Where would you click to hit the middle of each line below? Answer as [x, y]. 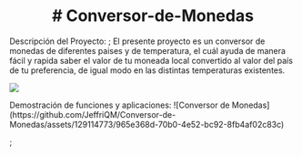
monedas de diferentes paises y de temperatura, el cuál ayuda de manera [148, 50]
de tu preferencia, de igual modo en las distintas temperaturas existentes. [147, 70]
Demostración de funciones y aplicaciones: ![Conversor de [120, 105]
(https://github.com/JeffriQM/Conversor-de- [93, 114]
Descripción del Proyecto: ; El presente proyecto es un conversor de [137, 41]
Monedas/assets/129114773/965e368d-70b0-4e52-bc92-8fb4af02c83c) [147, 124]
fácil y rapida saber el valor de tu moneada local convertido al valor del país [151, 60]
